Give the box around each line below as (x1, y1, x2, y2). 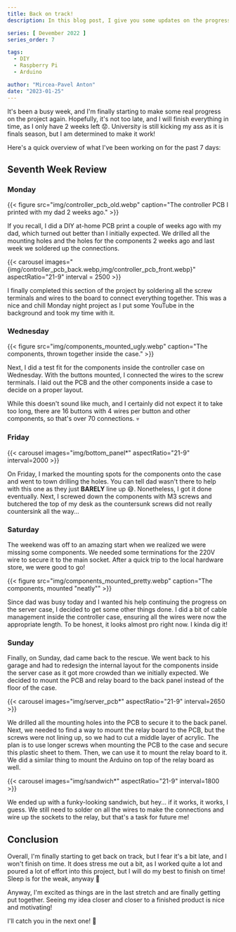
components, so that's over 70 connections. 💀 (7, 415, 140, 423)
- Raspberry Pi (13, 62, 58, 69)
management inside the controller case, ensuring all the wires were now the (7, 613, 227, 622)
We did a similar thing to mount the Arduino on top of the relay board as (7, 756, 214, 764)
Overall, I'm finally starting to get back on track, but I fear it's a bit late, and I (7, 852, 227, 861)
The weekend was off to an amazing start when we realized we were (7, 541, 206, 549)
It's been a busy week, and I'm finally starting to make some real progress (7, 107, 221, 115)
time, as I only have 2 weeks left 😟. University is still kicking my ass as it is (7, 122, 223, 130)
